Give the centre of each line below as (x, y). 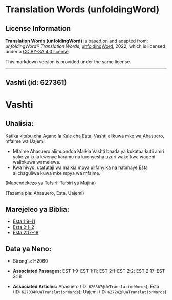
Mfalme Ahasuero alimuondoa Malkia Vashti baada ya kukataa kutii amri (89, 151)
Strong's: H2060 (30, 261)
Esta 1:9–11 (24, 221)
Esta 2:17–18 (26, 233)
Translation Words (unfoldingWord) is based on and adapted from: (77, 41)
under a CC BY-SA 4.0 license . (38, 52)
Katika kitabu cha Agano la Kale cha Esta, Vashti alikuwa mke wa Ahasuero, (85, 136)
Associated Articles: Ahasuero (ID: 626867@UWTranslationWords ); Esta (86, 287)
